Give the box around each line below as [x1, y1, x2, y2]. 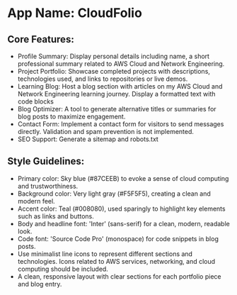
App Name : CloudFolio [7, 5, 143, 21]
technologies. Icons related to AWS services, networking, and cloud [17, 257, 216, 265]
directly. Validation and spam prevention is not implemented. [17, 128, 195, 135]
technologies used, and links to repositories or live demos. [17, 74, 188, 83]
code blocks [17, 97, 54, 106]
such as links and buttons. [17, 211, 94, 221]
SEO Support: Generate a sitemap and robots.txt [17, 135, 159, 143]
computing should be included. [17, 265, 108, 273]
